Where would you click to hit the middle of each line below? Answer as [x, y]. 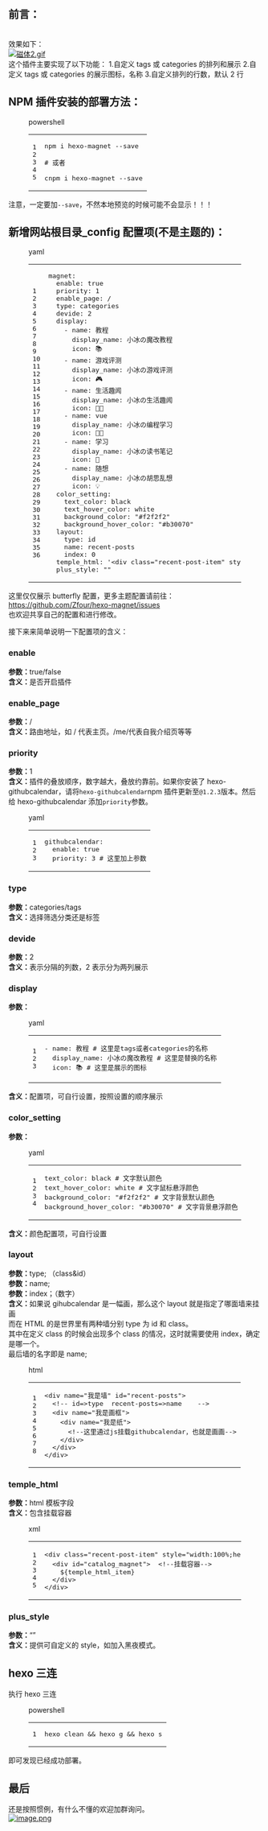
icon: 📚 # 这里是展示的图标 [99, 1068]
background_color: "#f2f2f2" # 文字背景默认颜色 [129, 1197]
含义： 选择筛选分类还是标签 [54, 917]
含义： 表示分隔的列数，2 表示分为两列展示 [78, 967]
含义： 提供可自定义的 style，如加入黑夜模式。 [84, 1645]
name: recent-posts [99, 547]
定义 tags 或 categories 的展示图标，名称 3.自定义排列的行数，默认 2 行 [126, 74]
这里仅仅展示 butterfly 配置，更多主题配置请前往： [91, 596]
